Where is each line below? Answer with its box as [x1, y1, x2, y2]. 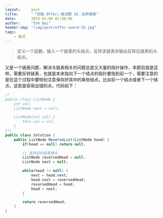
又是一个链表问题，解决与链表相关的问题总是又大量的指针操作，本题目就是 [5, 64, 154, 70]
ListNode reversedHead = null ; [22, 155, 86, 160]
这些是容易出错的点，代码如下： [13, 83, 78, 88]
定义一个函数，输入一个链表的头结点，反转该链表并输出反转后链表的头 [16, 48, 158, 54]
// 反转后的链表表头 [22, 151, 58, 155]
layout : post [5, 7, 40, 12]
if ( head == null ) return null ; [22, 142, 86, 147]
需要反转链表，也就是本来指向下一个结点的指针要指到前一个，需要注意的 [13, 70, 158, 76]
